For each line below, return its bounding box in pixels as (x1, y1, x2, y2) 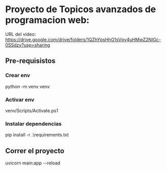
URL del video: (5, 31, 36, 37)
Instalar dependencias (5, 120, 62, 127)
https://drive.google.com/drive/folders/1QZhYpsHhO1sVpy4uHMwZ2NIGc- (5, 37, 161, 43)
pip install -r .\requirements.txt (5, 132, 69, 138)
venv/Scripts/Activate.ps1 (5, 108, 58, 114)
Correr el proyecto (5, 146, 64, 155)
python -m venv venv (5, 83, 50, 89)
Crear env (5, 72, 30, 79)
